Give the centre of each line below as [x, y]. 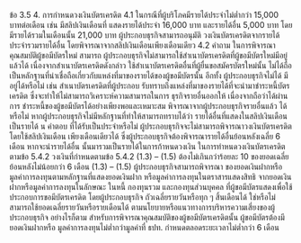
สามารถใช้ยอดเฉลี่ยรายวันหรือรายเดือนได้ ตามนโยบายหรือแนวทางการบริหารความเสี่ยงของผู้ [142, 207]
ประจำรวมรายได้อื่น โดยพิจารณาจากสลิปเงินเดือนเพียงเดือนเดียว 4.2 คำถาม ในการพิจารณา [142, 45]
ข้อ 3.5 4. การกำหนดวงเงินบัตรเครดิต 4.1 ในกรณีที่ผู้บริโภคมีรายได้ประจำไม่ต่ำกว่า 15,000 [144, 15]
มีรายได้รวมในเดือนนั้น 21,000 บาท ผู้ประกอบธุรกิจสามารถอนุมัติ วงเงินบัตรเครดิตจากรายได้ [145, 35]
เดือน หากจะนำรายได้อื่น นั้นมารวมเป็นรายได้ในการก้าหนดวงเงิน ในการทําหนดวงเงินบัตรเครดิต [147, 146]
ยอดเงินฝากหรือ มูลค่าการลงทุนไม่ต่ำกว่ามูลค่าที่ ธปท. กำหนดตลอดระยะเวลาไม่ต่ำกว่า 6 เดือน [145, 227]
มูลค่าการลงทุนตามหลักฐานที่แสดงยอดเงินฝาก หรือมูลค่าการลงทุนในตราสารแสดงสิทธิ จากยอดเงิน [150, 177]
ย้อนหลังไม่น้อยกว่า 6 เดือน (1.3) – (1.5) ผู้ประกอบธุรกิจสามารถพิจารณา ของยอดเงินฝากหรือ [146, 166]
